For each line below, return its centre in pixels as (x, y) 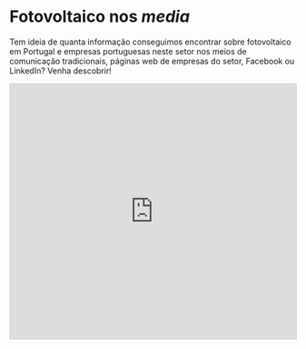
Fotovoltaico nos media (100, 17)
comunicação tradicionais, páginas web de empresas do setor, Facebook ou (152, 61)
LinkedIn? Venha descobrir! (60, 71)
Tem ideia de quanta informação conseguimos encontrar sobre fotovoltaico (151, 42)
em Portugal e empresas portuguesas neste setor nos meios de (128, 51)
